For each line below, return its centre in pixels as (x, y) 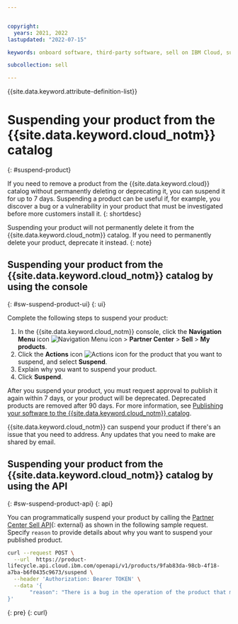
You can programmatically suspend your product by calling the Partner (111, 517)
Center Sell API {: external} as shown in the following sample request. (108, 525)
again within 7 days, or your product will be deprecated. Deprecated (107, 398)
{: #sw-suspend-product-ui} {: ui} (57, 304)
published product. (35, 540)
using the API (38, 486)
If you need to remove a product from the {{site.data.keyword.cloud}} (109, 184)
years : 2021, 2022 (41, 33)
